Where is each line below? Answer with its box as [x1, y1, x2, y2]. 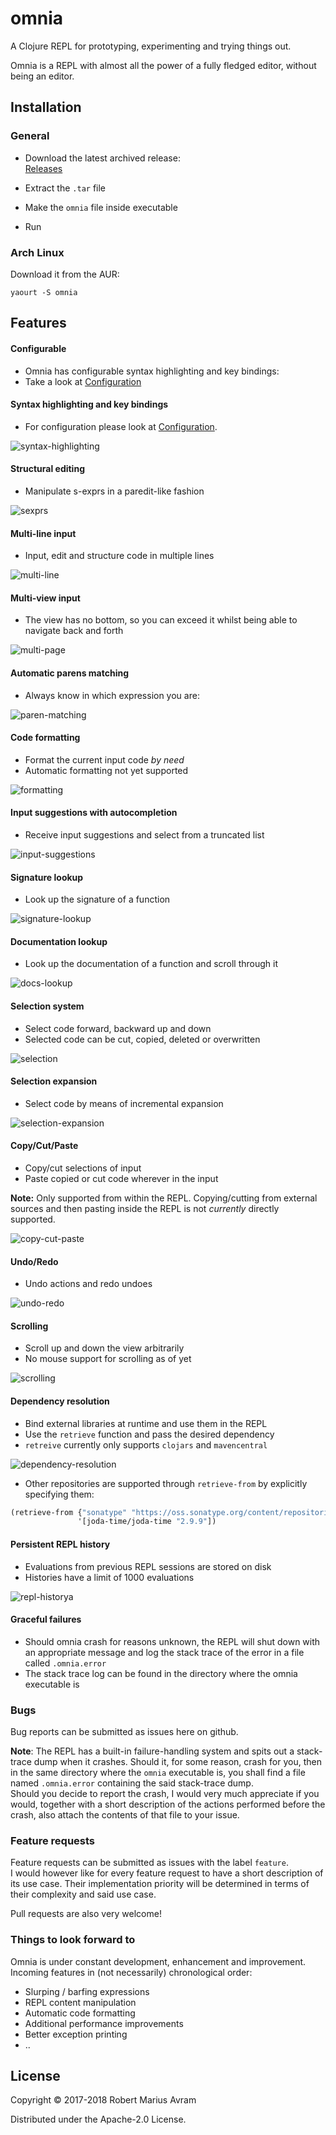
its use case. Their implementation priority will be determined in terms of [10, 1878, 310, 1890]
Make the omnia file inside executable [24, 201, 178, 213]
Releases [24, 162, 63, 174]
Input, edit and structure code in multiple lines [24, 550, 215, 562]
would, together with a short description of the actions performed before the [10, 1798, 326, 1811]
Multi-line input [10, 527, 77, 539]
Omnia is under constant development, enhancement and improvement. [10, 1955, 307, 1967]
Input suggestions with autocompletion [10, 807, 178, 819]
